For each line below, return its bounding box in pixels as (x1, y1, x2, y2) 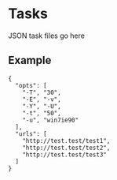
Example (8, 54, 52, 67)
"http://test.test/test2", (22, 144, 111, 152)
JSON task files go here (8, 31, 85, 40)
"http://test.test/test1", (22, 137, 111, 144)
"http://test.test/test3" (22, 151, 108, 159)
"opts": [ (15, 81, 47, 89)
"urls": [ (15, 129, 47, 138)
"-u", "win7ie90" (22, 116, 79, 124)
